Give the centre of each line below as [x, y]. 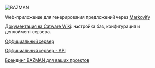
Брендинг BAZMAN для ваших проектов [47, 60]
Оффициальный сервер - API [35, 51]
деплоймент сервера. [28, 32]
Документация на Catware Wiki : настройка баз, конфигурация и [73, 26]
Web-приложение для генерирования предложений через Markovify [78, 17]
